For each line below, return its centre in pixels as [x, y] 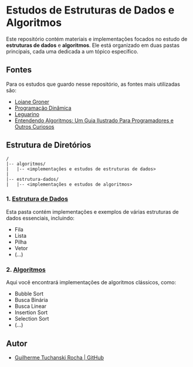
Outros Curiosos [34, 126]
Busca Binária [31, 300]
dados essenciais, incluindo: [40, 218]
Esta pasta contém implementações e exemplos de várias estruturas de [92, 211]
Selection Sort [32, 319]
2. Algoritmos [26, 270]
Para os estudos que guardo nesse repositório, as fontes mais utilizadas [93, 84]
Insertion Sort [31, 312]
